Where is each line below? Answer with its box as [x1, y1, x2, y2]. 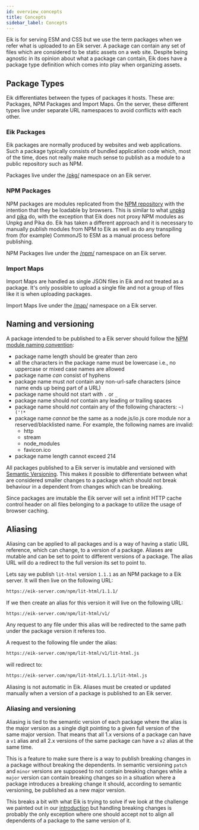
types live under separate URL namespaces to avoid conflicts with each [6, 107, 182, 114]
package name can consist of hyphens [14, 372, 110, 379]
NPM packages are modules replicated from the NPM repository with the [6, 200, 184, 207]
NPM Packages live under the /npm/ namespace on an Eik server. [6, 249, 167, 256]
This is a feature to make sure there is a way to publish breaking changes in [6, 755, 191, 762]
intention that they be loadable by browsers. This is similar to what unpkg [6, 206, 185, 214]
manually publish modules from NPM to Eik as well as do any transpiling [6, 225, 182, 232]
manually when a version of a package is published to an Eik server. [6, 690, 172, 697]
